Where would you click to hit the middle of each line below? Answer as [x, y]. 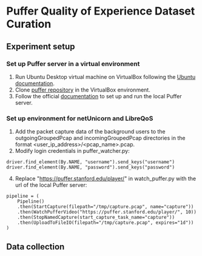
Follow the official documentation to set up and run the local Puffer [98, 96]
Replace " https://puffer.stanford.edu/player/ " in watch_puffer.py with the [105, 179]
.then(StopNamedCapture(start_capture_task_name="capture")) [96, 217]
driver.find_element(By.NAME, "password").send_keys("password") [90, 167]
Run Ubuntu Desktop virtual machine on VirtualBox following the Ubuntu [105, 76]
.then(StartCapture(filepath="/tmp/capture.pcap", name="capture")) [106, 207]
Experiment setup [41, 46]
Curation [29, 24]
